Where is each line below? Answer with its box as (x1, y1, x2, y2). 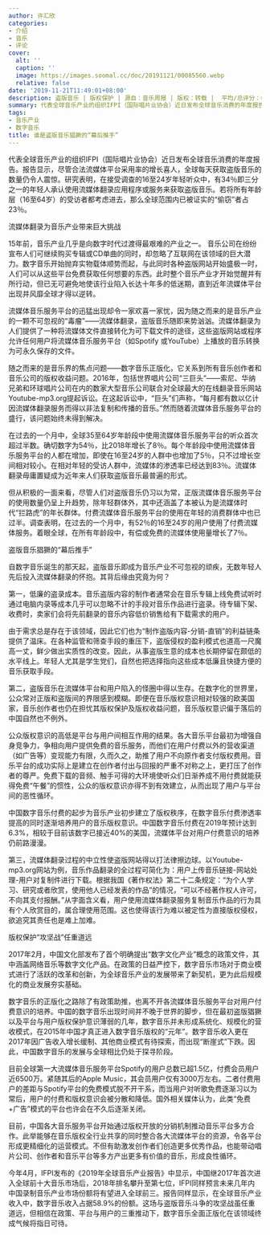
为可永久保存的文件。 (8, 346, 79, 356)
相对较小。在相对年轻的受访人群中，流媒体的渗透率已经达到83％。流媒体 (14, 460, 257, 470)
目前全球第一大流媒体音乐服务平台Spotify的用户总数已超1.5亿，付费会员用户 (8, 1063, 260, 1073)
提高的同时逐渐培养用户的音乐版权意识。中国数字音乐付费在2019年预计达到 (8, 817, 257, 827)
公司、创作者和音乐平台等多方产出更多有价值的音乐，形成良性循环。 (14, 1151, 241, 1160)
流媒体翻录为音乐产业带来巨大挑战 (8, 222, 121, 231)
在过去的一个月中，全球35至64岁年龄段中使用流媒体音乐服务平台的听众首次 (8, 430, 259, 440)
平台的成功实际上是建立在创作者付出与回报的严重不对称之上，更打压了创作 (14, 760, 262, 770)
